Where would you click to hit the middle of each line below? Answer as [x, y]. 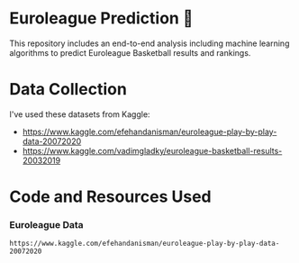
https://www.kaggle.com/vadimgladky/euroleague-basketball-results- [152, 150]
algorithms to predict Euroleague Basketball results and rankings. [130, 52]
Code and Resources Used [110, 197]
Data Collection [68, 90]
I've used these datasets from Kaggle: [80, 114]
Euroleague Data [46, 224]
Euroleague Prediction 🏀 [101, 18]
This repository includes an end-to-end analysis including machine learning [149, 43]
